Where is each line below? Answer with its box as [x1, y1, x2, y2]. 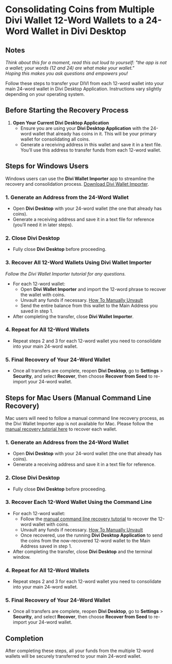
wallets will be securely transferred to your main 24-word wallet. [5, 653, 142, 659]
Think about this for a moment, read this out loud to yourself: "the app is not [5, 60, 167, 65]
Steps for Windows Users [5, 162, 89, 170]
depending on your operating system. [5, 91, 85, 97]
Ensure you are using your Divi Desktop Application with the [20, 125, 150, 131]
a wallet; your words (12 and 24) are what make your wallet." [5, 65, 135, 71]
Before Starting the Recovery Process [5, 106, 129, 115]
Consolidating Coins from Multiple [5, 4, 155, 15]
